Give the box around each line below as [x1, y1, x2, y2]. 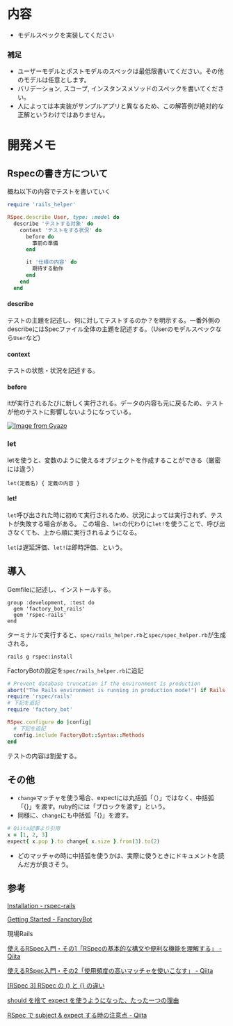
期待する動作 [32, 266, 64, 273]
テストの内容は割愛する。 [7, 751, 81, 760]
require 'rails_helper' [7, 201, 77, 208]
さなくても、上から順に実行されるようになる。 [7, 528, 141, 537]
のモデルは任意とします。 [17, 76, 90, 84]
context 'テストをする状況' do [19, 227, 102, 233]
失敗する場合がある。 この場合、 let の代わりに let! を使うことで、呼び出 [19, 519, 226, 528]
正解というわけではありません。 [17, 111, 109, 119]
